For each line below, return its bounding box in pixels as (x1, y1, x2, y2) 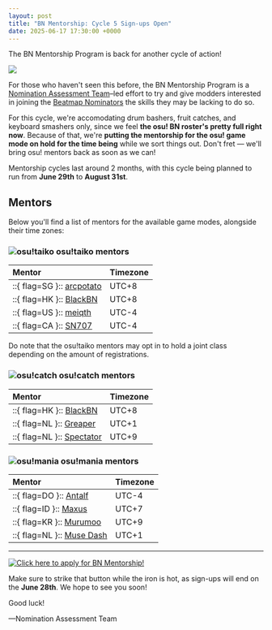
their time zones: (8, 226, 65, 235)
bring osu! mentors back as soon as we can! (8, 148, 156, 157)
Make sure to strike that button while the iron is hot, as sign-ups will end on (8, 574, 259, 584)
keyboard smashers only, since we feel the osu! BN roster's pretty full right (8, 122, 262, 132)
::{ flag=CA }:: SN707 (12, 320, 93, 331)
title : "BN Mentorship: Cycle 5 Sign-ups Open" (8, 19, 172, 28)
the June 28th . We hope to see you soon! (8, 582, 147, 593)
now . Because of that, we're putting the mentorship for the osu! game (8, 131, 246, 140)
